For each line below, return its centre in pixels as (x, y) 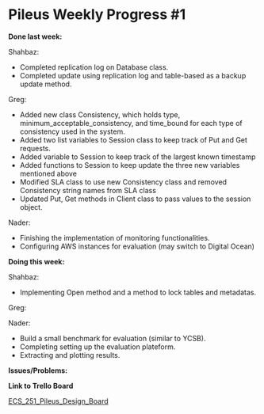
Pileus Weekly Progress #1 (97, 15)
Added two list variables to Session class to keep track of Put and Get (134, 139)
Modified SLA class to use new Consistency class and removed (123, 182)
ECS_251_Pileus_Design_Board (58, 401)
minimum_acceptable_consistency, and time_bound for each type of (131, 123)
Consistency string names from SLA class (88, 190)
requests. (35, 148)
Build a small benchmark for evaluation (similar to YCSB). (113, 338)
